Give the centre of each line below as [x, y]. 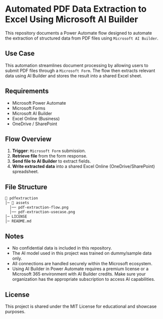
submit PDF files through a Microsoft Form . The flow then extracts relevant [80, 70]
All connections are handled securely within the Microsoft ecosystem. [82, 264]
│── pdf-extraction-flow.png [39, 207]
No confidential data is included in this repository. [62, 248]
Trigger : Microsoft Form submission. [49, 151]
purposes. [15, 312]
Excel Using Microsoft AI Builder [71, 19]
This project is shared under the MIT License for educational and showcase [81, 306]
